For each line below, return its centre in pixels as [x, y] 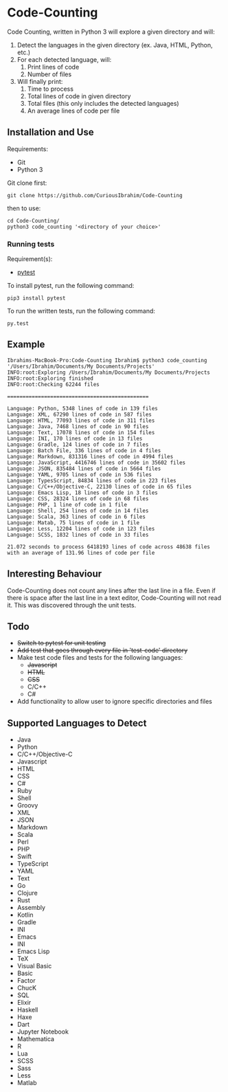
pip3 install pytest [37, 298]
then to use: [24, 208]
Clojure [27, 893]
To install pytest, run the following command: [71, 286]
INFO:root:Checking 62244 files [53, 384]
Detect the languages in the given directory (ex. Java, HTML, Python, [115, 45]
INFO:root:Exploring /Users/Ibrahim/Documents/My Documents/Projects [109, 372]
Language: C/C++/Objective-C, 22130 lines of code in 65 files [100, 487]
